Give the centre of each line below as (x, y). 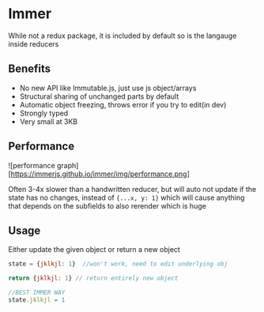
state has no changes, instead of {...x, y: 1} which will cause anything (126, 197)
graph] (68, 165)
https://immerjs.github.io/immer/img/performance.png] (100, 174)
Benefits (30, 69)
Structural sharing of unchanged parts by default (99, 96)
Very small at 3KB (49, 121)
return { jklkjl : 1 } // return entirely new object (93, 278)
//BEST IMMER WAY (37, 293)
